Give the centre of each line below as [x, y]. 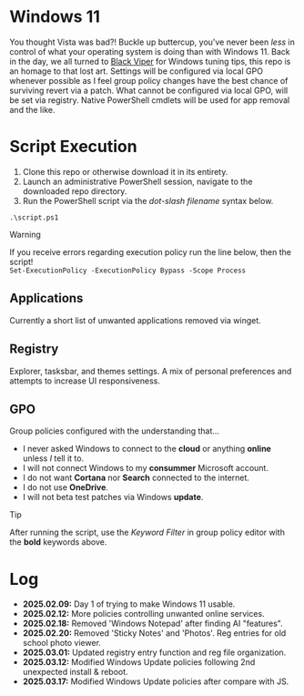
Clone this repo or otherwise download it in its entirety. [125, 171]
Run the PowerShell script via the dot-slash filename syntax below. [148, 200]
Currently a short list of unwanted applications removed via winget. [135, 320]
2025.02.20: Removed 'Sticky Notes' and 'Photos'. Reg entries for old [154, 633]
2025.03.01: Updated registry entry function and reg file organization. [154, 652]
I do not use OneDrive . [66, 487]
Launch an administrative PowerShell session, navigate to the [137, 181]
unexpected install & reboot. [76, 672]
